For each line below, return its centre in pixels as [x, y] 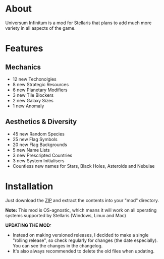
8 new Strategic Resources [41, 84]
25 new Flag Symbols [35, 139]
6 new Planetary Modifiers [40, 90]
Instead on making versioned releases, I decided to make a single [80, 235]
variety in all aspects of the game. [40, 28]
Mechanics [23, 67]
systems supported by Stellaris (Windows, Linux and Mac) [66, 215]
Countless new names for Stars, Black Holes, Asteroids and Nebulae [84, 166]
